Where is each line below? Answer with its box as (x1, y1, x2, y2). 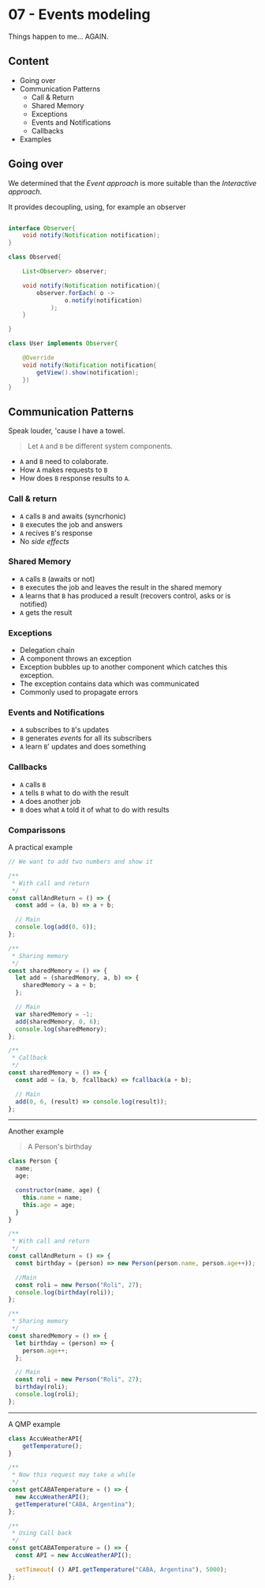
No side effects (19, 536, 69, 546)
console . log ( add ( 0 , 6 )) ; (15, 923, 97, 931)
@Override (22, 354, 55, 362)
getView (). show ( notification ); (36, 368, 140, 376)
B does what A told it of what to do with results (19, 805, 170, 814)
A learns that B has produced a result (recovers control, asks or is (19, 590, 231, 600)
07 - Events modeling (8, 6, 151, 24)
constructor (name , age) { (15, 1186, 101, 1194)
